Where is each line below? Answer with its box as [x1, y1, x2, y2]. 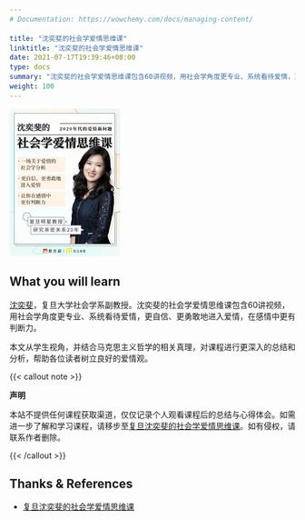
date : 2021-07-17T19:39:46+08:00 [9, 53, 136, 63]
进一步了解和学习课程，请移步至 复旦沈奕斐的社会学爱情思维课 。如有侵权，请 [9, 420, 296, 431]
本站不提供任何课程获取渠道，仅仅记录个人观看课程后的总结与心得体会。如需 [9, 409, 296, 420]
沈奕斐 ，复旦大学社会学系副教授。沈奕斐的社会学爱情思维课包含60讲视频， [9, 299, 290, 310]
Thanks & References [9, 475, 133, 491]
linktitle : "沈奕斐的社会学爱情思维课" [9, 44, 143, 53]
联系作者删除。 [9, 432, 65, 443]
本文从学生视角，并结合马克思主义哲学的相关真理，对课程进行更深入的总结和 [9, 341, 296, 352]
